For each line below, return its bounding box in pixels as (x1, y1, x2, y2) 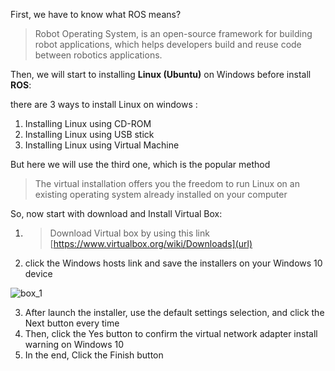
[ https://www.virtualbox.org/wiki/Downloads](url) (49, 238, 253, 249)
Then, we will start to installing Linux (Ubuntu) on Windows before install (10, 69, 312, 80)
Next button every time (24, 317, 120, 329)
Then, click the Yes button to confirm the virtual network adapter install (24, 328, 318, 339)
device (24, 268, 53, 279)
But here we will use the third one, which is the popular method (10, 159, 271, 170)
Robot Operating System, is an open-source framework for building (34, 28, 313, 39)
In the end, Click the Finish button (24, 349, 164, 361)
